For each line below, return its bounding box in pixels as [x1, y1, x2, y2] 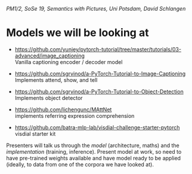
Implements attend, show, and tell [14, 76, 98, 83]
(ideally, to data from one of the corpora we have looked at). [6, 161, 154, 168]
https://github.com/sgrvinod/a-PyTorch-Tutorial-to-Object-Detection [14, 88, 184, 95]
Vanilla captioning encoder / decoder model [14, 58, 123, 65]
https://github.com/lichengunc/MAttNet [14, 106, 112, 113]
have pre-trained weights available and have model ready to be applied [6, 154, 181, 161]
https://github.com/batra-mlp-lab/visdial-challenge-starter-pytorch [14, 124, 180, 131]
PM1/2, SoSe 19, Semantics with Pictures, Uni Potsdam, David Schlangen [6, 5, 186, 12]
